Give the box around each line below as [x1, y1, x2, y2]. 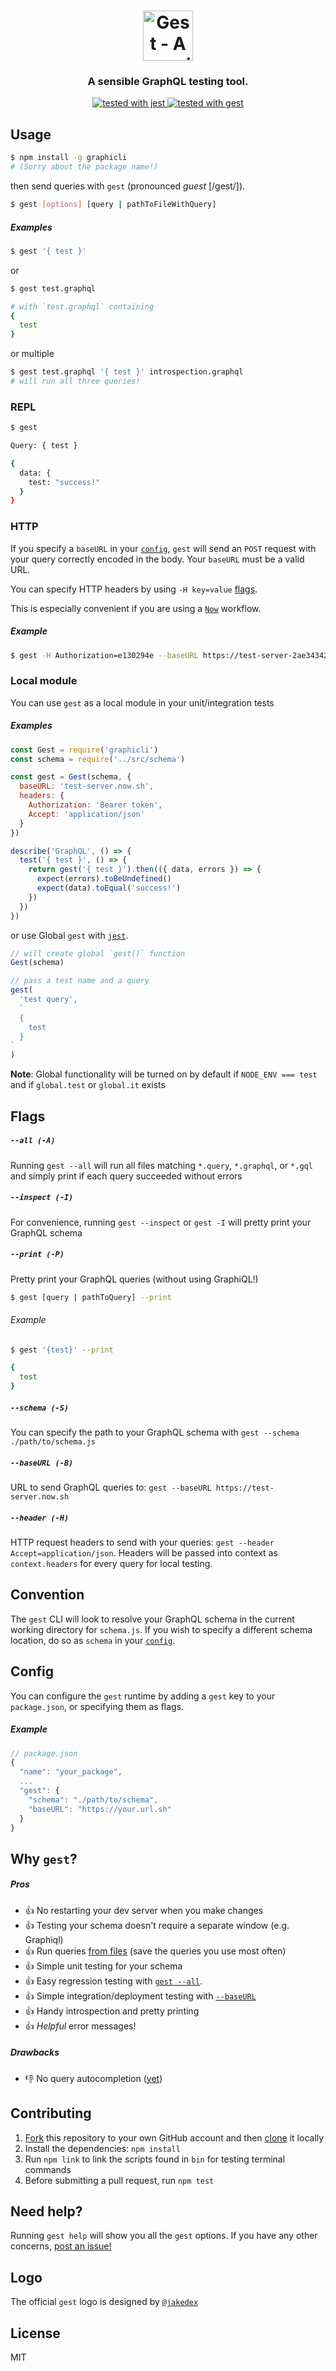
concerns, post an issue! [10, 2240, 112, 2252]
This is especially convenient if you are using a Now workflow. [10, 602, 262, 614]
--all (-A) [10, 1136, 56, 1146]
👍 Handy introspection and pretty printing [24, 2005, 200, 2017]
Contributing [10, 2105, 92, 2122]
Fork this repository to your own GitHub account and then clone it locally [24, 2131, 325, 2144]
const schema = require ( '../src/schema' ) [10, 754, 186, 764]
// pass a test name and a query [10, 976, 150, 986]
